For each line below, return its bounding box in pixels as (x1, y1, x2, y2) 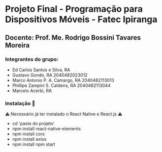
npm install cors (12, 131, 45, 137)
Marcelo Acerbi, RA (12, 87, 52, 94)
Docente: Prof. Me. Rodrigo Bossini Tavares (5, 33, 141, 42)
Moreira (5, 41, 30, 50)
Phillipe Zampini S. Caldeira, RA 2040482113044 (12, 82, 111, 88)
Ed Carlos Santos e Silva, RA (12, 67, 70, 73)
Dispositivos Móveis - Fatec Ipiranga (5, 14, 158, 25)
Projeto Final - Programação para (5, 3, 143, 15)
